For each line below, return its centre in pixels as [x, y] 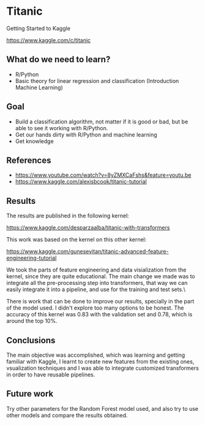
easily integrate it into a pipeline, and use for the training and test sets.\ [96, 289]
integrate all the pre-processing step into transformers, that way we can [97, 283]
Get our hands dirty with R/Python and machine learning [86, 135]
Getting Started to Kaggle [38, 28]
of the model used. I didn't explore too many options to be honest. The [95, 308]
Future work [30, 394]
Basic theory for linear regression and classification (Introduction [97, 80]
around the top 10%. [32, 321]
